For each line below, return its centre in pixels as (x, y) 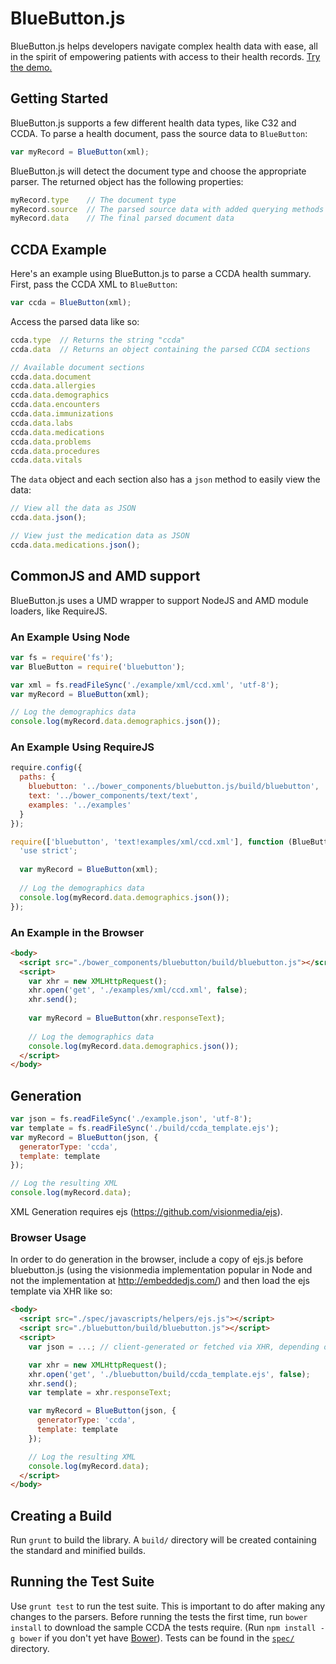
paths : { (37, 777)
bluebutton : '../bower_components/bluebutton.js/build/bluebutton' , (174, 787)
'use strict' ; (48, 851)
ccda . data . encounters (55, 405)
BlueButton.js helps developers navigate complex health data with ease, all (164, 46)
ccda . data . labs (42, 423)
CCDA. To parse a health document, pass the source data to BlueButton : (159, 133)
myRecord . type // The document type (93, 200)
